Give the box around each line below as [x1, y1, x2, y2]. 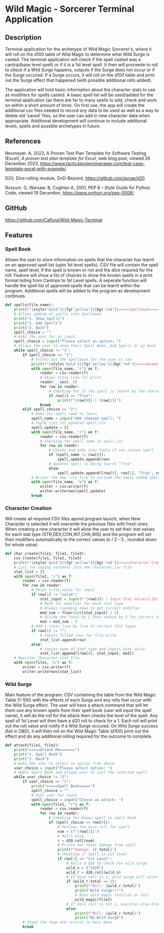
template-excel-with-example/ [5, 166, 66, 171]
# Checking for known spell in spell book [48, 815, 137, 821]
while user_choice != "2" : [14, 775, 69, 780]
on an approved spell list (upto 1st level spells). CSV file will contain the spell [5, 262, 159, 268]
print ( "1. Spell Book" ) [14, 752, 62, 757]
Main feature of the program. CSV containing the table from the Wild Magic [5, 692, 156, 698]
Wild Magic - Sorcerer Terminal [5, 3, 134, 15]
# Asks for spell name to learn [31, 412, 97, 416]
